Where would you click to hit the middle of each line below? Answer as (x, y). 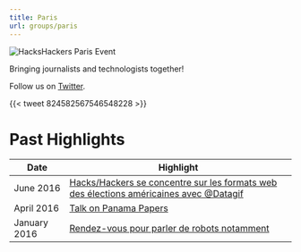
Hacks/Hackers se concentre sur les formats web (173, 182)
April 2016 (37, 208)
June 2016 (37, 189)
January (31, 223)
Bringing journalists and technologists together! (97, 69)
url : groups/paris (43, 26)
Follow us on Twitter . (47, 86)
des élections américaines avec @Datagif (156, 194)
